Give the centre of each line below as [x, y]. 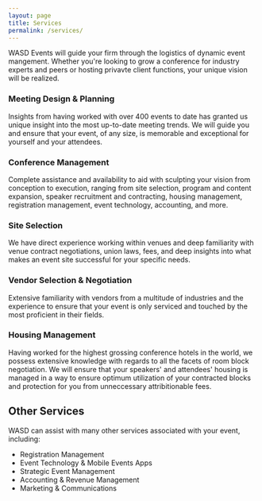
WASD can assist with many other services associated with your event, [124, 430]
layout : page [30, 16]
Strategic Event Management [67, 471]
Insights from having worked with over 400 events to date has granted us [128, 116]
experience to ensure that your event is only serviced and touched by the [128, 306]
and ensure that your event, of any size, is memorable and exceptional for [129, 133]
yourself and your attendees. [56, 142]
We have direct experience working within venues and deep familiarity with [131, 243]
